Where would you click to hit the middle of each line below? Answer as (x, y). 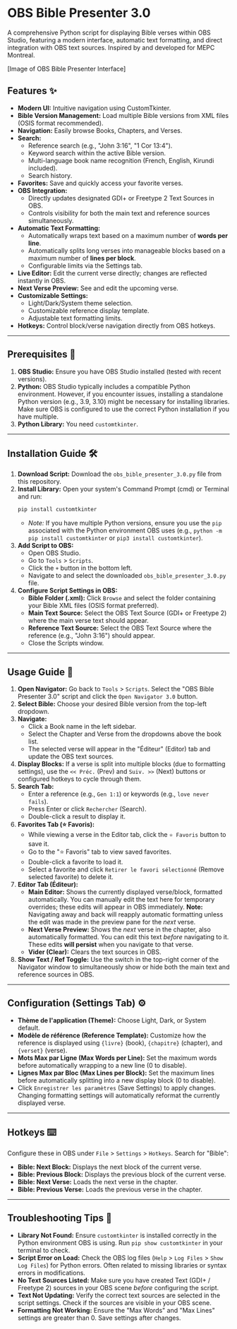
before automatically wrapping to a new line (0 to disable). (102, 1065)
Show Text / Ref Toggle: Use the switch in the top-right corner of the (118, 960)
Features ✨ (32, 91)
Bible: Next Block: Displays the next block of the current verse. (109, 1167)
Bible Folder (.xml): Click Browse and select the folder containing (122, 598)
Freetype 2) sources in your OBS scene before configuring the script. (118, 1287)
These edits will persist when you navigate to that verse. (111, 945)
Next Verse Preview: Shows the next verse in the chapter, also (120, 929)
